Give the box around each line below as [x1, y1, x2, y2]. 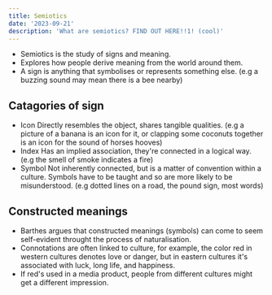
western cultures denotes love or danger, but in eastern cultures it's [20, 252, 248, 261]
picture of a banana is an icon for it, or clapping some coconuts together [20, 129, 264, 139]
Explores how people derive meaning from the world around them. [20, 58, 243, 67]
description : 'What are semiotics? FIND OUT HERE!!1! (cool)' [8, 27, 224, 35]
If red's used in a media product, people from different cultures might [20, 269, 253, 279]
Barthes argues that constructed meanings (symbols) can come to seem [20, 226, 263, 236]
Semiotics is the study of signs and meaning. [20, 50, 171, 59]
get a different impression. [20, 278, 109, 287]
